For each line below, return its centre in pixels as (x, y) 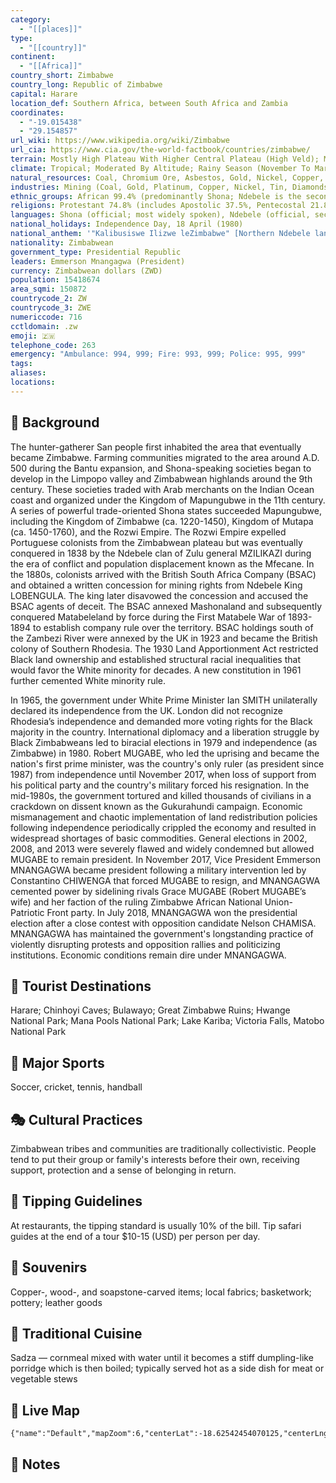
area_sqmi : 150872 (48, 289)
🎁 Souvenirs (49, 1267)
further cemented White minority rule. (88, 680)
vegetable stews (44, 1379)
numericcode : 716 (46, 317)
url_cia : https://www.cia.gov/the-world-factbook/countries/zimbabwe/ (160, 150)
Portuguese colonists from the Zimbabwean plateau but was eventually (156, 542)
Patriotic (27, 912)
